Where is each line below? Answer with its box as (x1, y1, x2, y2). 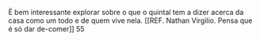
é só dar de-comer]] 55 (8, 24, 85, 33)
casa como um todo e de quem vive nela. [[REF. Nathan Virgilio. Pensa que (8, 16, 253, 25)
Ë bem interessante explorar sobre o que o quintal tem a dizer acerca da (8, 8, 244, 17)
